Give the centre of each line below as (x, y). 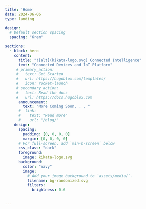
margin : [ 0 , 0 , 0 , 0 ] (46, 139)
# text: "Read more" (43, 116)
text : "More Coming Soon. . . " (57, 106)
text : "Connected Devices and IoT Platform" (65, 65)
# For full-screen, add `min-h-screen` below (66, 143)
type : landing (20, 19)
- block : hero (24, 51)
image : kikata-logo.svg (48, 157)
